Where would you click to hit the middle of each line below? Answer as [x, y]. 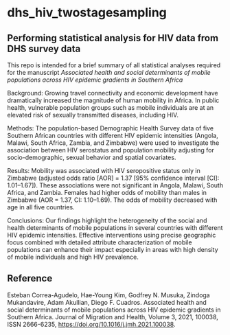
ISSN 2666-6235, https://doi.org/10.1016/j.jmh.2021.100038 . [91, 324]
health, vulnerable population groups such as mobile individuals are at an [111, 107]
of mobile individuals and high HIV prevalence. [73, 257]
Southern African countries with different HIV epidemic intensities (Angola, [113, 136]
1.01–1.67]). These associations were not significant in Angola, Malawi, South [115, 185]
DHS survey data [44, 48]
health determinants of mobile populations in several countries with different [115, 228]
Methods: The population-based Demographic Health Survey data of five [111, 128]
